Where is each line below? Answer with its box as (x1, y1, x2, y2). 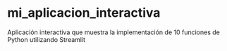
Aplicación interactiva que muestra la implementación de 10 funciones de (7, 28, 220, 36)
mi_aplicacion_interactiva (7, 5, 161, 21)
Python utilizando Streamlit (7, 35, 86, 43)
